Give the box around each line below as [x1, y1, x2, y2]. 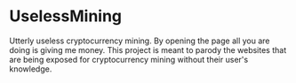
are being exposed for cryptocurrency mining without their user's [9, 54, 249, 64]
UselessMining [9, 6, 123, 26]
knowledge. [9, 64, 52, 74]
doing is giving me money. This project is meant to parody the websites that [9, 44, 287, 55]
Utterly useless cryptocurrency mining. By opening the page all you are [9, 35, 270, 46]
